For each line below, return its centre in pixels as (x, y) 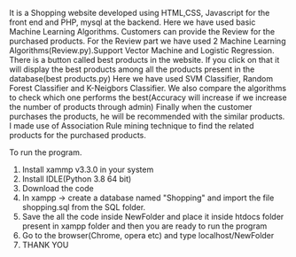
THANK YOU (45, 245)
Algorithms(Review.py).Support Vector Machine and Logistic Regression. (142, 51)
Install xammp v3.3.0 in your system (88, 169)
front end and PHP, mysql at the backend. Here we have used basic (132, 22)
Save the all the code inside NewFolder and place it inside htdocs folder (153, 217)
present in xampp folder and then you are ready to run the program (144, 226)
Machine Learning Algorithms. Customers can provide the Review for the (142, 31)
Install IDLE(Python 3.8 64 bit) (77, 179)
